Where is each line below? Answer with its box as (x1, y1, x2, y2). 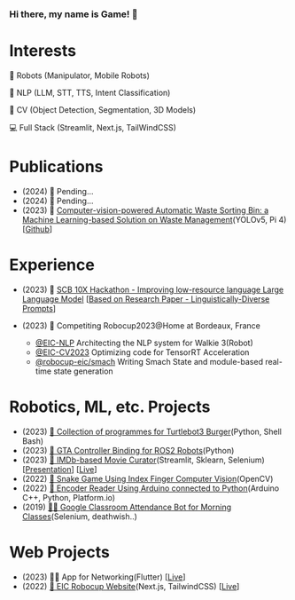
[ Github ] (21, 224, 53, 234)
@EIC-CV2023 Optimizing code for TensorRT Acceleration (35, 346, 250, 358)
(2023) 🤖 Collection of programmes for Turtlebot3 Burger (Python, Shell (21, 426, 282, 437)
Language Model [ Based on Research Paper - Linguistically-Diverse (21, 293, 270, 304)
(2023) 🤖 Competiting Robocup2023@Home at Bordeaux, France (21, 320, 261, 331)
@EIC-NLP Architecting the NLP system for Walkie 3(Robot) (35, 337, 254, 348)
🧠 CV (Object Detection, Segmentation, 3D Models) (9, 104, 197, 114)
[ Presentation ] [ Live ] (21, 463, 97, 474)
